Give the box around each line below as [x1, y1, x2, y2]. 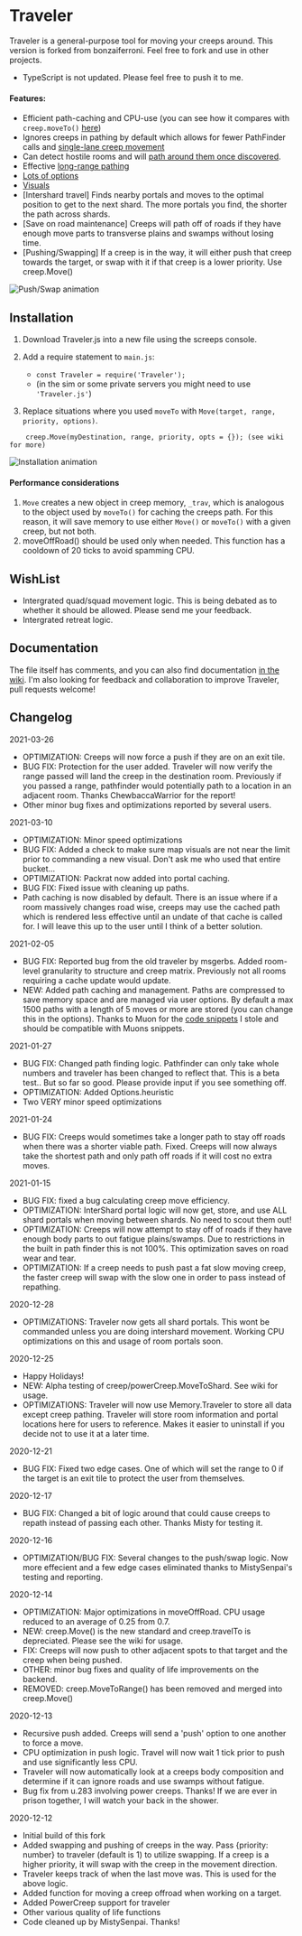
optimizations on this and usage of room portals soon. [22, 1336, 224, 1346]
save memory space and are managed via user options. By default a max [22, 994, 294, 1005]
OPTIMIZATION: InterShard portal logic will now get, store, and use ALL [22, 1205, 288, 1215]
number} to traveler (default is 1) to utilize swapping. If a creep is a [22, 1848, 270, 1860]
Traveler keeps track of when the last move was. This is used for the [22, 1868, 277, 1879]
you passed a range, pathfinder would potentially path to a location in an [22, 780, 292, 791]
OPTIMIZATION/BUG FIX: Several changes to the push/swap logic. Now [22, 1552, 288, 1563]
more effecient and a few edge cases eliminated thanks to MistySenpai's [22, 1561, 293, 1572]
